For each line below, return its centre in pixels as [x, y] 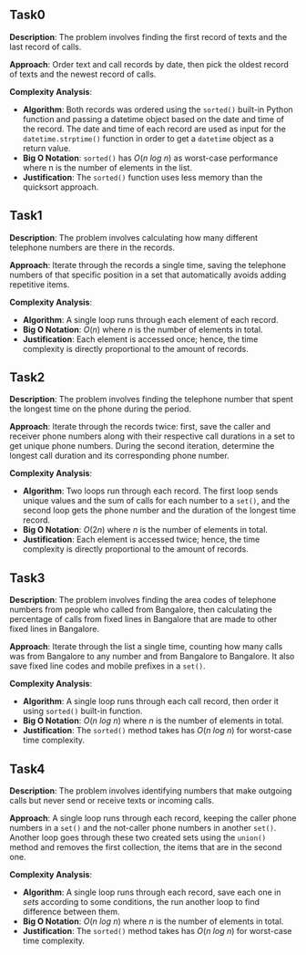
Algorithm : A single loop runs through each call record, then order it [151, 701]
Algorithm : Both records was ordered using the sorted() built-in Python [158, 109]
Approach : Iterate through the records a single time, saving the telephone [148, 265]
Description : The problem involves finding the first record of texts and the [148, 36]
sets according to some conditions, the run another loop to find [141, 902]
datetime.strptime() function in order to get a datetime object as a [148, 138]
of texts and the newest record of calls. [83, 74]
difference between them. [71, 912]
